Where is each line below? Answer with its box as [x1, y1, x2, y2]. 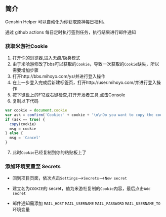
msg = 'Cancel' [9, 135, 41, 141]
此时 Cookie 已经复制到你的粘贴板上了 [12, 149, 86, 155]
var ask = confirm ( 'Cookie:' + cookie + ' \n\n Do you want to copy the [5, 112, 154, 117]
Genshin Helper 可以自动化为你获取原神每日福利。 [5, 19, 108, 25]
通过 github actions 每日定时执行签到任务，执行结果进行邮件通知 [5, 29, 136, 35]
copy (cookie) [9, 121, 37, 127]
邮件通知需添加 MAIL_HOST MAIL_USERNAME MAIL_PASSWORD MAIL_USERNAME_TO [12, 200, 161, 206]
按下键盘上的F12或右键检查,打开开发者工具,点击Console [12, 92, 125, 98]
